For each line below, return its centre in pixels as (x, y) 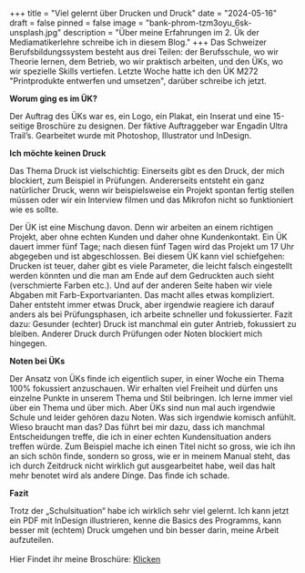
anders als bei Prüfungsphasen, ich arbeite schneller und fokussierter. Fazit (151, 314)
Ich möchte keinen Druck (58, 153)
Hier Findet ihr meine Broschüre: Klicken (85, 559)
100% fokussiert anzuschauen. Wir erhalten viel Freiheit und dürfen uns (144, 388)
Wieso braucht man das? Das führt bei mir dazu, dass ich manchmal (137, 427)
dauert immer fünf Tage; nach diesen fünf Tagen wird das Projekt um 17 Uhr (152, 246)
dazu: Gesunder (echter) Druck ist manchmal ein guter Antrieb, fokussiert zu (153, 324)
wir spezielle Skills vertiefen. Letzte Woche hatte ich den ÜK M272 (134, 71)
